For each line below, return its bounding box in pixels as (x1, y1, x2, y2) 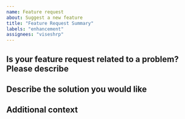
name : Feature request (6, 8, 64, 15)
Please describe (6, 63, 69, 73)
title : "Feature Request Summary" (6, 20, 94, 26)
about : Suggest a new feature (6, 15, 83, 21)
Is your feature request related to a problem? (6, 54, 179, 64)
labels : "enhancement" (6, 25, 64, 32)
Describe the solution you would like (6, 84, 147, 94)
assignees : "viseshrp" (6, 32, 64, 38)
